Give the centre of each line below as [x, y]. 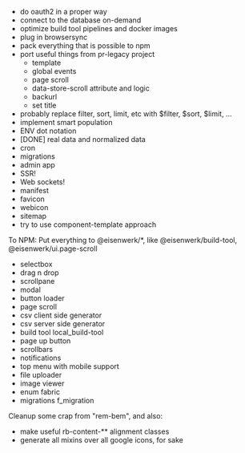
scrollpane [37, 281]
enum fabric [40, 392]
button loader [42, 298]
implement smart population [66, 122]
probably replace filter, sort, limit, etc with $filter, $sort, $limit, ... [126, 114]
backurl [44, 97]
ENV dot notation [48, 131]
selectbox [36, 264]
